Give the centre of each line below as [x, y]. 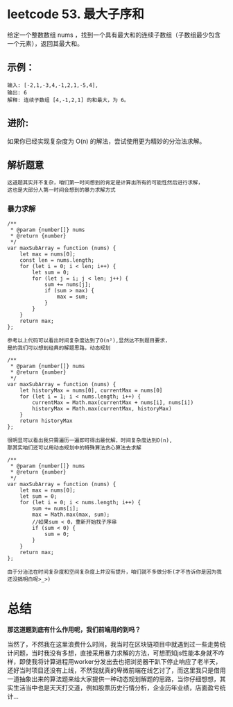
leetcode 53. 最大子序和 [76, 14]
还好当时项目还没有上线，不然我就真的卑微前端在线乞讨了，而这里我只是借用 [116, 670]
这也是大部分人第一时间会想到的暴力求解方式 [61, 190]
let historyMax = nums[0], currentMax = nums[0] [91, 390]
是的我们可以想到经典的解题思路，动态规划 [59, 348]
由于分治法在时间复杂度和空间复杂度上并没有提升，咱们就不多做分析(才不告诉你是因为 [112, 572]
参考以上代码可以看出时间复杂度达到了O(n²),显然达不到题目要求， [89, 340]
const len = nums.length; [57, 260]
